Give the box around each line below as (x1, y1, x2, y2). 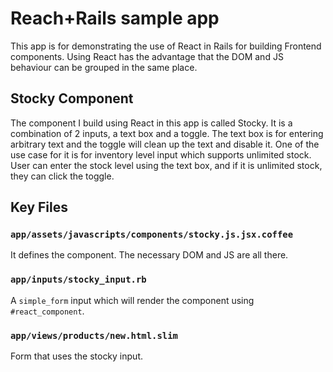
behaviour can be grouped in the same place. (10, 61, 198, 73)
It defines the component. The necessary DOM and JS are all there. (10, 249, 289, 261)
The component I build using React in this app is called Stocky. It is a (10, 117, 293, 129)
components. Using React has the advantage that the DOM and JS (10, 50, 284, 62)
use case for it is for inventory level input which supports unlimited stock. (10, 148, 312, 161)
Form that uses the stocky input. (10, 350, 143, 362)
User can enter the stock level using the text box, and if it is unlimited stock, (10, 159, 323, 171)
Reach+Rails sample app (10, 7, 220, 30)
